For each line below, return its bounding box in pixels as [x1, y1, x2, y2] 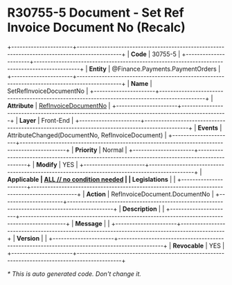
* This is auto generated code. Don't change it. [7, 269, 142, 278]
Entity [89, 64, 107, 73]
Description [122, 205, 157, 213]
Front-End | [41, 116, 74, 124]
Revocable [172, 241, 204, 250]
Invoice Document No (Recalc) [7, 19, 186, 35]
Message [75, 219, 102, 227]
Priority [75, 146, 98, 154]
